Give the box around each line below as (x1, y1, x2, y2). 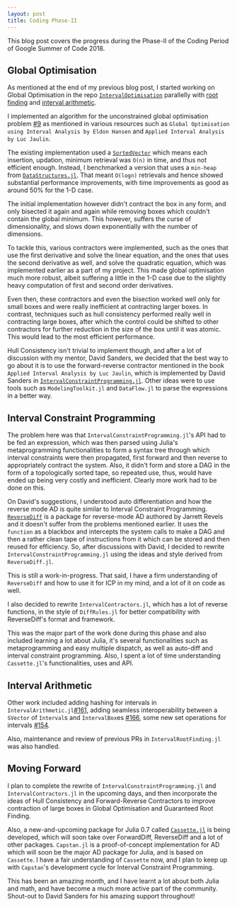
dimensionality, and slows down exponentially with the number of (7, 222, 198, 231)
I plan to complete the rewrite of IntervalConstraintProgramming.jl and (7, 781, 216, 790)
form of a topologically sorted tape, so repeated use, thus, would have (7, 468, 212, 477)
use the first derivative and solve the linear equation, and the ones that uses (7, 251, 229, 259)
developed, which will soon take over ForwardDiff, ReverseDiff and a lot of (7, 833, 224, 841)
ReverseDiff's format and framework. (7, 615, 115, 624)
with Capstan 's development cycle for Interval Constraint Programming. (7, 862, 214, 872)
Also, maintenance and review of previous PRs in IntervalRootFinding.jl (7, 734, 221, 743)
